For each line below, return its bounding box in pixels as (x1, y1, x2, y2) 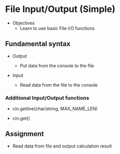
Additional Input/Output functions (5, 94, 89, 101)
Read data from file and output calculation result (12, 143, 112, 149)
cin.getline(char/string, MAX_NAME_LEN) (12, 106, 98, 112)
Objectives (12, 20, 35, 26)
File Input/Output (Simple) (5, 3, 116, 15)
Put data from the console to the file (19, 62, 94, 68)
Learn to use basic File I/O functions (19, 25, 95, 31)
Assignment (5, 130, 44, 138)
